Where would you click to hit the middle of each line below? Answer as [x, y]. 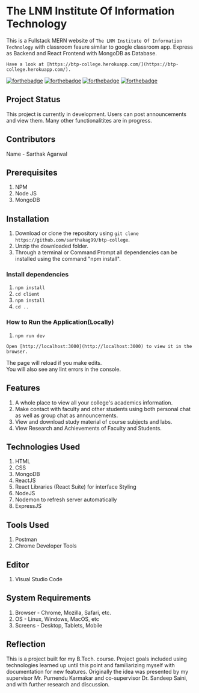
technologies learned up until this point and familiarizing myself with [91, 665]
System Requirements [49, 598]
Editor [18, 565]
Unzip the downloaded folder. [52, 246]
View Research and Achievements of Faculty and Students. [88, 428]
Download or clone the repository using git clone [77, 233]
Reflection [26, 644]
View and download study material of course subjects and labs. [93, 421]
